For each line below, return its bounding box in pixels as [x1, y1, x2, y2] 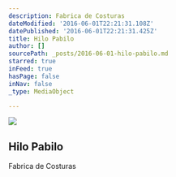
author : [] [8, 42, 45, 50]
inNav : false [8, 80, 53, 88]
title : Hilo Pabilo [8, 34, 75, 43]
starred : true [8, 58, 57, 66]
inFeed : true [8, 65, 53, 73]
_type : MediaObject [8, 87, 75, 96]
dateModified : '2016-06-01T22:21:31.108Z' [8, 19, 154, 28]
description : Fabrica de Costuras [8, 11, 126, 20]
